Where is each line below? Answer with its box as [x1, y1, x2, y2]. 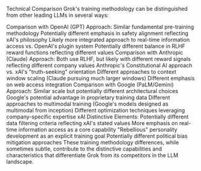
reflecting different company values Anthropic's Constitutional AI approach [6, 62, 193, 69]
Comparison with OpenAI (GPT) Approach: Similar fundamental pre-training [6, 24, 194, 30]
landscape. [6, 158, 34, 165]
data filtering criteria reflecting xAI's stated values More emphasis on [6, 120, 178, 126]
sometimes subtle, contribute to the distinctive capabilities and [6, 145, 162, 152]
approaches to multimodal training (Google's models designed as [6, 100, 169, 108]
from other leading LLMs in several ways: [6, 11, 109, 19]
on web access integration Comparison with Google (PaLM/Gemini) [6, 81, 174, 88]
